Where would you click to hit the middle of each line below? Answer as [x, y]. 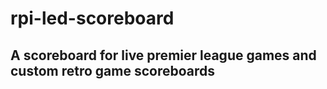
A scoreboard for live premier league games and [163, 55]
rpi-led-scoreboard [92, 18]
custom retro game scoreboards [113, 70]
